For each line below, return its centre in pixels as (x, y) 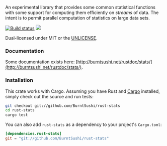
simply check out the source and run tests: (50, 96)
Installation (19, 80)
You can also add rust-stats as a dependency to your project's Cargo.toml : (83, 124)
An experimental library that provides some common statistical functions (80, 7)
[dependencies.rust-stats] (33, 134)
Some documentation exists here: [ (41, 62)
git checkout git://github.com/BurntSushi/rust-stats (63, 106)
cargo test (17, 115)
